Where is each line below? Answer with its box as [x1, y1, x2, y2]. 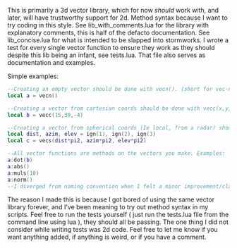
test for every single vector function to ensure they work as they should [7, 44, 215, 51]
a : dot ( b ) [7, 156, 33, 163]
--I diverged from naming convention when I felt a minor [7, 182, 181, 190]
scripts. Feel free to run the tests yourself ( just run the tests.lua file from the [7, 211, 229, 219]
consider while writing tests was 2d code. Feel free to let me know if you [7, 225, 218, 234]
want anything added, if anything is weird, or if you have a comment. [7, 232, 207, 242]
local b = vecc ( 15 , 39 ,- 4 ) [7, 111, 83, 118]
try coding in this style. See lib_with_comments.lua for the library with [7, 21, 209, 29]
